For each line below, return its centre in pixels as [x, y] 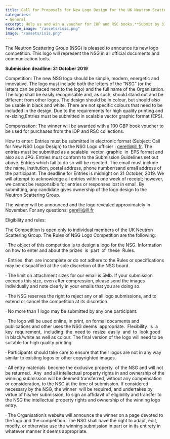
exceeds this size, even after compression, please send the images [75, 281]
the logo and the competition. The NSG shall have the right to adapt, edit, [81, 420]
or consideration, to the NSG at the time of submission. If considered [77, 384]
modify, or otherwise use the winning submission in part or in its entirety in [83, 426]
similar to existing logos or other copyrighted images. [61, 358]
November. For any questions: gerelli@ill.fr [50, 210]
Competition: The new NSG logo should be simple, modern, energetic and [82, 78]
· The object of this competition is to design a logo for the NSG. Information [83, 245]
